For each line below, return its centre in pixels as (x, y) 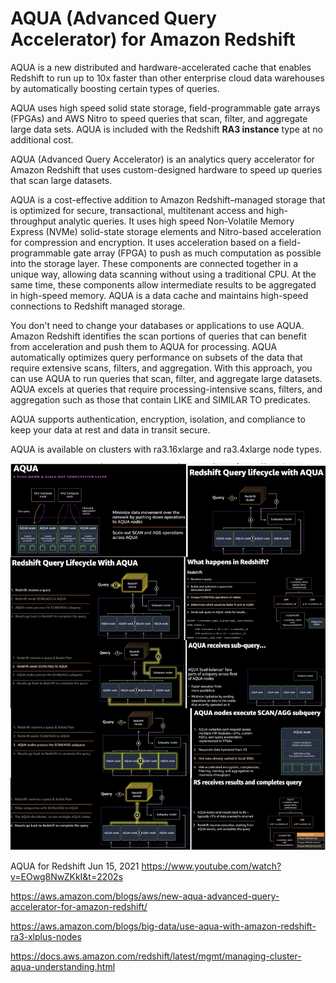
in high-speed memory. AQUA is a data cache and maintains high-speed (159, 295)
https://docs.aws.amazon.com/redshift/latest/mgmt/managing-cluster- (156, 956)
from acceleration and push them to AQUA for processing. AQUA (144, 346)
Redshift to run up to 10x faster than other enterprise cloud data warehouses (167, 78)
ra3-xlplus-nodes (46, 936)
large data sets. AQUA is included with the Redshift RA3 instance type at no (166, 129)
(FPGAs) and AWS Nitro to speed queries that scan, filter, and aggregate (159, 118)
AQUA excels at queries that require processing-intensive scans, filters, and (166, 389)
